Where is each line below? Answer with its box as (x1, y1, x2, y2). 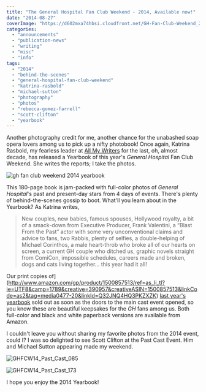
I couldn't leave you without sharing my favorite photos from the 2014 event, (6, 330, 199, 337)
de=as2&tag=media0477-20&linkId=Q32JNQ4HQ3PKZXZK (6, 292, 156, 300)
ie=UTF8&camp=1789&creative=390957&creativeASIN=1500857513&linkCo (6, 285, 197, 293)
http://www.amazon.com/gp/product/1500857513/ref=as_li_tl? (8, 279, 166, 287)
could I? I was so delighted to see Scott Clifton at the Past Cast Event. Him (6, 336, 194, 344)
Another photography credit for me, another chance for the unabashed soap (6, 134, 199, 141)
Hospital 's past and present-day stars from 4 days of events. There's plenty (6, 190, 198, 198)
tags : (6, 60, 20, 66)
